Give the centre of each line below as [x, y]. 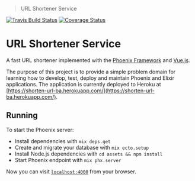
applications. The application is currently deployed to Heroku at [84, 84]
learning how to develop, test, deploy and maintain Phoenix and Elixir [90, 78]
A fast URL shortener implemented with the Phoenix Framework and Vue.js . [98, 60]
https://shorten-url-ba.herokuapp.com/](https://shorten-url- [81, 90]
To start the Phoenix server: [40, 130]
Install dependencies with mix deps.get [63, 141]
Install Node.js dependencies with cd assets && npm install [89, 154]
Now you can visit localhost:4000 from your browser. [71, 172]
